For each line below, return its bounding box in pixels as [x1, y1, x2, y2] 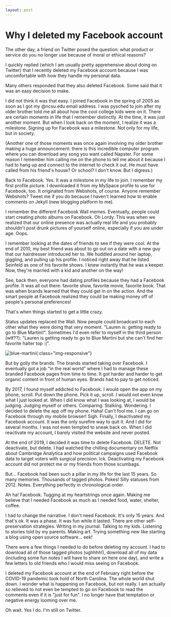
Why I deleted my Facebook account [5, 29, 163, 41]
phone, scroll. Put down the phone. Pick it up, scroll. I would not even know [5, 391, 163, 398]
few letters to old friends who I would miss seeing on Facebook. [5, 560, 140, 566]
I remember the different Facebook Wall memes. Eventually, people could [5, 209, 159, 215]
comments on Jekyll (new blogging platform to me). [5, 198, 114, 204]
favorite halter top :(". [5, 340, 50, 346]
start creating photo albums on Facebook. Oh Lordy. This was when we [5, 214, 156, 220]
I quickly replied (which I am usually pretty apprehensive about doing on [5, 62, 157, 68]
